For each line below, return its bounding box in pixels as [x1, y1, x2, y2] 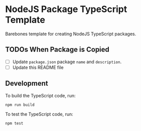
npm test [5, 120, 24, 126]
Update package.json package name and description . [12, 59, 122, 65]
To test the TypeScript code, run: [5, 111, 74, 117]
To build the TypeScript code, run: [5, 92, 76, 98]
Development [5, 79, 49, 88]
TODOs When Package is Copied [5, 45, 109, 54]
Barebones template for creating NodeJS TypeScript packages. [5, 31, 136, 37]
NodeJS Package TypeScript [5, 4, 127, 15]
